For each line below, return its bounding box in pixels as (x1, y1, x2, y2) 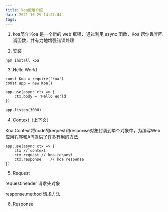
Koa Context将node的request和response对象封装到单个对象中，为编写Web (5, 128, 161, 134)
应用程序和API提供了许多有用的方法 (5, 134, 79, 140)
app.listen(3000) (5, 108, 42, 113)
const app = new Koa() (5, 81, 53, 86)
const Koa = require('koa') (5, 76, 64, 82)
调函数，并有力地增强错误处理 (12, 37, 74, 43)
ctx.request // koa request (14, 153, 73, 158)
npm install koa (5, 58, 39, 63)
